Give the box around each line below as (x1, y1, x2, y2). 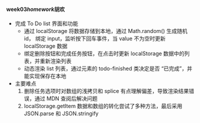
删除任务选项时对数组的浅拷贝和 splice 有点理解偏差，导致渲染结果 (23, 88, 189, 95)
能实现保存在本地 (23, 73, 67, 80)
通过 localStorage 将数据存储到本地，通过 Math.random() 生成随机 (23, 28, 188, 35)
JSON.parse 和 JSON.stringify (23, 110, 99, 117)
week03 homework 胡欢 (6, 5, 65, 13)
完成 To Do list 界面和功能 (14, 20, 79, 27)
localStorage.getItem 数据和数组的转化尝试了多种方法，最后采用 (23, 103, 183, 110)
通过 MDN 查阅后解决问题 (34, 95, 98, 102)
